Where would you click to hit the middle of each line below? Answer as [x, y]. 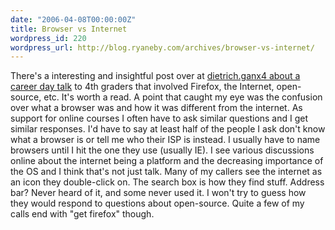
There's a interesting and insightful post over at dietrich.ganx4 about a [155, 76]
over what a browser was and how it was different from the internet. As [156, 108]
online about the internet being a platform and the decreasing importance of [167, 161]
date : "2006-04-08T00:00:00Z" [73, 19]
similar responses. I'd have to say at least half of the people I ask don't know [168, 129]
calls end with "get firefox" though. [82, 214]
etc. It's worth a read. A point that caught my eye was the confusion [183, 97]
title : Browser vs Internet [69, 29]
